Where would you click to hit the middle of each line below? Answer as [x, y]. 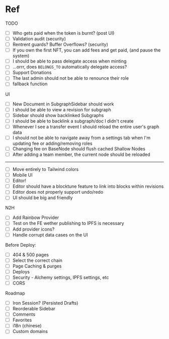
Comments [24, 314]
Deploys [21, 271]
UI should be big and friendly [43, 198]
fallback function [30, 84]
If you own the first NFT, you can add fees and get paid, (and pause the [87, 50]
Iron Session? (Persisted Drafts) [45, 303]
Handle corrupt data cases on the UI [50, 235]
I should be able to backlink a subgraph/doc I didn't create [73, 121]
